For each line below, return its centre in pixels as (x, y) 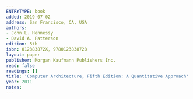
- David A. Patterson (32, 38)
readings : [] (22, 71)
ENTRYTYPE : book (26, 11)
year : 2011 (19, 82)
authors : (17, 28)
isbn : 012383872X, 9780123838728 (47, 49)
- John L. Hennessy (30, 33)
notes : (14, 87)
